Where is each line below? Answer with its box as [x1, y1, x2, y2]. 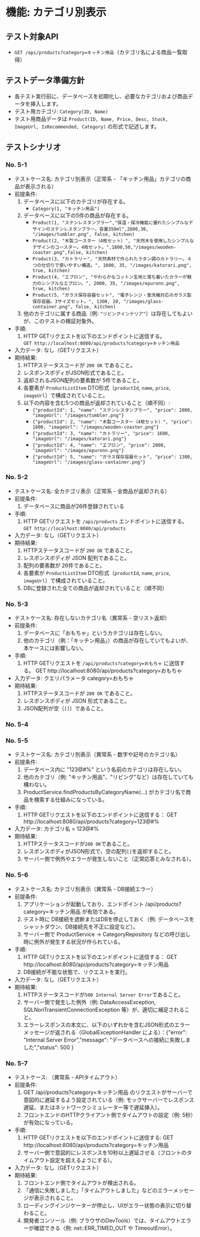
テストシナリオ [5, 142, 61, 153]
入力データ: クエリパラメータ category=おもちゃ [14, 675, 134, 682]
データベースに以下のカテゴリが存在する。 [23, 197, 129, 205]
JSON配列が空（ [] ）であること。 [23, 705, 107, 712]
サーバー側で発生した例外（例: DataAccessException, [23, 998, 156, 1005]
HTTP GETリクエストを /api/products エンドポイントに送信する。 [23, 517, 187, 525]
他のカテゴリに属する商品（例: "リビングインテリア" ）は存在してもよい [23, 310, 193, 317]
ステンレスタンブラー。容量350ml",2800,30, [50, 226, 149, 232]
